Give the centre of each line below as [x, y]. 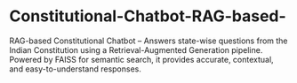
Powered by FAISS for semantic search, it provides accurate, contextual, [141, 59]
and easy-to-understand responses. [76, 69]
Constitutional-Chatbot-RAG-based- [148, 16]
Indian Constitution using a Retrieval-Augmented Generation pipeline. [136, 49]
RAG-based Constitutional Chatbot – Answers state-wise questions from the [148, 41]
